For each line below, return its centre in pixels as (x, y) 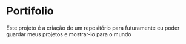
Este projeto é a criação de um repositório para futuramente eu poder (93, 28)
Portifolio (30, 11)
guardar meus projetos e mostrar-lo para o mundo (69, 34)
